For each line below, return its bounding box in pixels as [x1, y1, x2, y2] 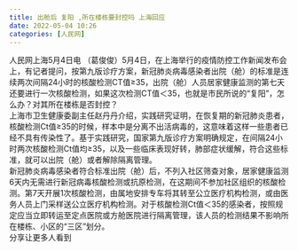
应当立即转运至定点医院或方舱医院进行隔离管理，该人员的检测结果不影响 [16, 210, 281, 221]
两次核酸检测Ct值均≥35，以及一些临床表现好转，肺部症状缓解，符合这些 [16, 144, 281, 154]
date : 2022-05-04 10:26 [9, 21, 98, 30]
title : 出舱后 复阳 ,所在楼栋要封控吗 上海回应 [9, 12, 166, 22]
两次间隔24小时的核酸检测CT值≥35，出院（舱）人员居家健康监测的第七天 [16, 77, 286, 88]
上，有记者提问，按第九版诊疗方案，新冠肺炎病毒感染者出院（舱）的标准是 [9, 66, 281, 76]
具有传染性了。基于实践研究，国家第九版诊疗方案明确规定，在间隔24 [24, 132, 276, 143]
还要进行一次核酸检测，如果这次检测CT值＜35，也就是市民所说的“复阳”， [9, 88, 278, 98]
